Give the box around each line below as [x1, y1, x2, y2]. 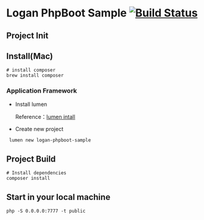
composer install [6, 176, 51, 182]
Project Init [6, 30, 49, 41]
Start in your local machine [6, 192, 111, 202]
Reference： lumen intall [15, 113, 76, 120]
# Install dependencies [6, 170, 67, 176]
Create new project [15, 125, 64, 132]
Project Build [6, 154, 56, 164]
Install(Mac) [6, 51, 54, 61]
